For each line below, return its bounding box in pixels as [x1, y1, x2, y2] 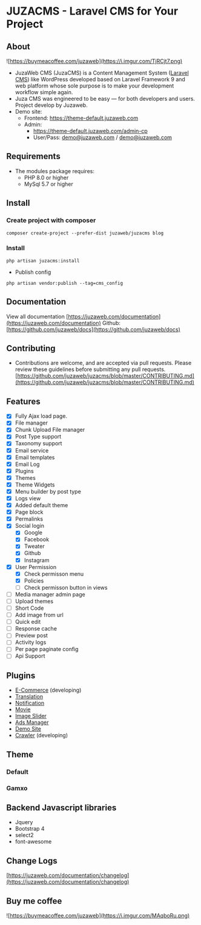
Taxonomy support [15, 440, 62, 447]
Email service [15, 446, 49, 454]
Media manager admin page [15, 590, 86, 598]
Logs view [15, 494, 41, 502]
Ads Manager [15, 718, 50, 726]
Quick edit [15, 618, 41, 626]
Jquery [15, 819, 33, 826]
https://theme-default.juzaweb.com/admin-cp [33, 128, 148, 134]
